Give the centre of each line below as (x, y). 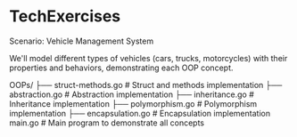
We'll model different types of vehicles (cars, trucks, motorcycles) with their (148, 58)
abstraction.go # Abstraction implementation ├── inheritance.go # (132, 94)
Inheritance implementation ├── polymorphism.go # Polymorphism (133, 103)
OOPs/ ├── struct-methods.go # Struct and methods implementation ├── (146, 85)
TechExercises (65, 16)
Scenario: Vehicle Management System (82, 41)
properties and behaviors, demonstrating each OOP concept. (121, 68)
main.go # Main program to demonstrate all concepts (107, 123)
